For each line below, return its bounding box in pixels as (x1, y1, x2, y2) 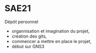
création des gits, (11, 33, 47, 39)
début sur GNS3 (11, 43, 45, 49)
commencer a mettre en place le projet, (11, 38, 92, 44)
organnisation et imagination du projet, (11, 28, 90, 34)
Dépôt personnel (4, 19, 39, 25)
